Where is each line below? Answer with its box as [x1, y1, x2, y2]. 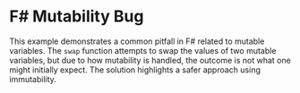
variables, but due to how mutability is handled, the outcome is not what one [9, 55, 291, 65]
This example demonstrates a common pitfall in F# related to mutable [9, 36, 265, 46]
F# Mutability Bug [9, 6, 144, 27]
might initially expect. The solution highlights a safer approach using [9, 64, 261, 75]
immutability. [9, 73, 56, 84]
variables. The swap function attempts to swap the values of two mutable [9, 45, 277, 55]
